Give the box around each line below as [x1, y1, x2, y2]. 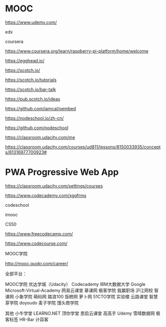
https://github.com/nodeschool [5, 125, 69, 131]
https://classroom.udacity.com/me [5, 134, 76, 140]
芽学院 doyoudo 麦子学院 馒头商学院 [5, 300, 79, 306]
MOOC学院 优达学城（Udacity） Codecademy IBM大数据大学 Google [5, 281, 146, 287]
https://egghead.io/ [5, 57, 44, 63]
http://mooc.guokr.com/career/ [5, 260, 68, 266]
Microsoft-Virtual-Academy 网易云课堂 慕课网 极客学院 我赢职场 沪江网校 [5, 287, 153, 293]
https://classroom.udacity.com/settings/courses [5, 183, 103, 188]
